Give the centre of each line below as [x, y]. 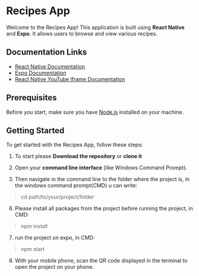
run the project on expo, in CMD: [55, 238]
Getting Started [35, 131]
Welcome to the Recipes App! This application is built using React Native [96, 27]
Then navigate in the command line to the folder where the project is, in [102, 179]
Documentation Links [47, 52]
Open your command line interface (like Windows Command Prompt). [101, 168]
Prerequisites [31, 98]
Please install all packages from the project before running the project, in [104, 208]
